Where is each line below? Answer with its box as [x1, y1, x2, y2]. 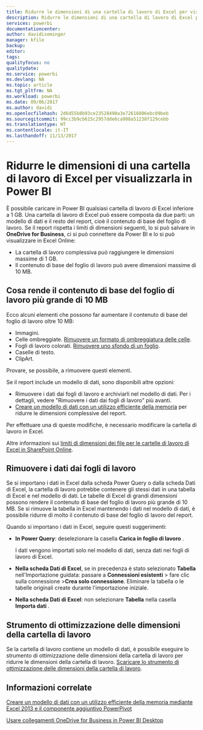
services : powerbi [6, 20, 53, 26]
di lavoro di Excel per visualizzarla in [6, 172, 193, 185]
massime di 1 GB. [14, 255, 58, 262]
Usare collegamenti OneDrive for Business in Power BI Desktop [6, 717, 164, 724]
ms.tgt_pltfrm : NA [6, 88, 53, 94]
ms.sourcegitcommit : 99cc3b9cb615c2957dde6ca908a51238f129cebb [6, 116, 169, 122]
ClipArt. [14, 355, 34, 362]
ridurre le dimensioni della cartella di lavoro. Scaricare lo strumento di [6, 659, 179, 666]
